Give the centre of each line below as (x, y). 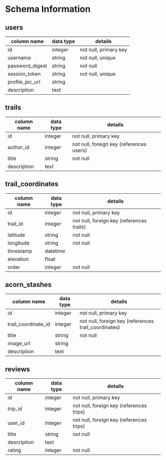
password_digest (27, 66)
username (19, 58)
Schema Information (48, 9)
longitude (19, 243)
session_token (24, 74)
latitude (16, 235)
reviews (18, 369)
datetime (55, 251)
